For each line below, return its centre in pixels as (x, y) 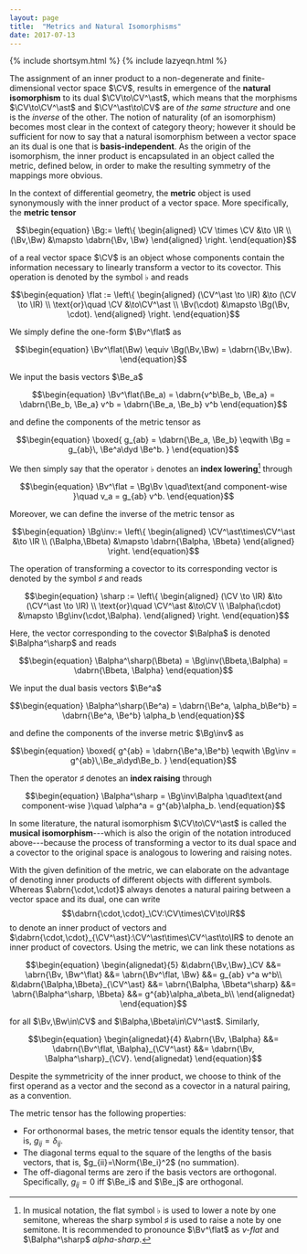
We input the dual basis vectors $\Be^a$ (85, 688)
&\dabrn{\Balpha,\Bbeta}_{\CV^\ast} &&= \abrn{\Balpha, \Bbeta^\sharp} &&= (153, 985)
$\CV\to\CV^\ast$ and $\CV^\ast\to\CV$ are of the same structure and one (150, 108)
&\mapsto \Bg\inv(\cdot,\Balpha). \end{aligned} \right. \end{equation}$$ (153, 616)
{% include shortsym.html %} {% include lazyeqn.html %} (118, 61)
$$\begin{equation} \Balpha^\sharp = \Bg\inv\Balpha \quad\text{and (153, 796)
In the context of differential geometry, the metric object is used (130, 194)
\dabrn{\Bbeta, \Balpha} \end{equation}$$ (153, 670)
